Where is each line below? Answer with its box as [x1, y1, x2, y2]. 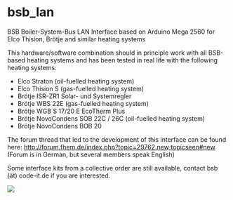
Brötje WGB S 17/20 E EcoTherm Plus [17, 107, 126, 115]
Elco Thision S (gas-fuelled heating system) [17, 84, 145, 93]
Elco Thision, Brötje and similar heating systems [7, 34, 146, 43]
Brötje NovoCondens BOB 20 [17, 121, 102, 130]
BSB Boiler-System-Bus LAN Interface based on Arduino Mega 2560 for [7, 27, 215, 36]
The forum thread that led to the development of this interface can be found [7, 135, 227, 144]
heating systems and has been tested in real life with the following [27, 55, 218, 64]
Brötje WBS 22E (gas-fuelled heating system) [17, 99, 149, 107]
